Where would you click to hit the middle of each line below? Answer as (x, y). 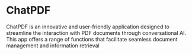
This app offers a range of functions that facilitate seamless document (92, 39)
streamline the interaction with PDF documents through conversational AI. (96, 33)
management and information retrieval (53, 46)
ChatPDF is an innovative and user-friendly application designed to (88, 27)
